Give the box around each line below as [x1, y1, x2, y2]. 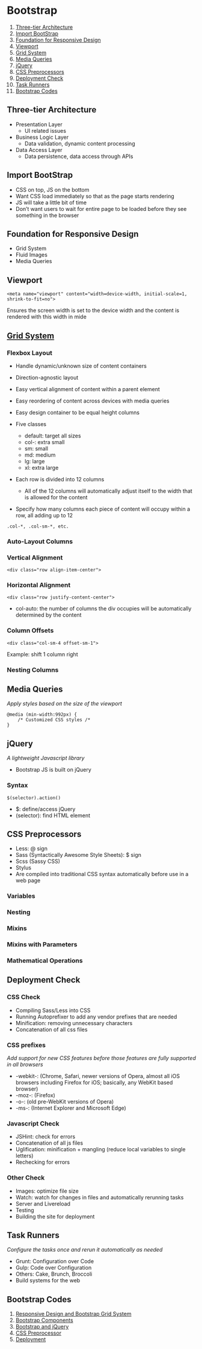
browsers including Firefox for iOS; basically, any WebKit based [15, 1079, 173, 1086]
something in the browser [15, 212, 79, 219]
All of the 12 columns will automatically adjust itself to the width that [24, 487, 193, 495]
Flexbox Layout [7, 349, 53, 357]
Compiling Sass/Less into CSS [15, 1006, 91, 1014]
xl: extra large [24, 464, 59, 471]
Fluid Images [15, 251, 47, 258]
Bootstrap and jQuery [15, 1323, 69, 1330]
